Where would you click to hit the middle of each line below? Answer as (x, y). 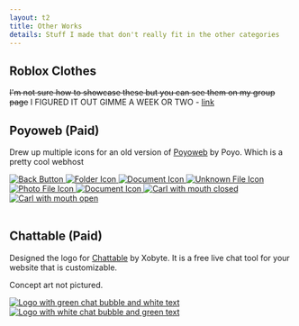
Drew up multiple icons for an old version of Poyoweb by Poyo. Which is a (146, 152)
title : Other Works (46, 26)
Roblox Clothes (53, 71)
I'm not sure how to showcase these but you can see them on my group (142, 93)
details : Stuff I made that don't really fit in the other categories (145, 34)
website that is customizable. (63, 267)
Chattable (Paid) (56, 236)
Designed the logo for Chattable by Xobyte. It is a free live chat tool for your (149, 258)
